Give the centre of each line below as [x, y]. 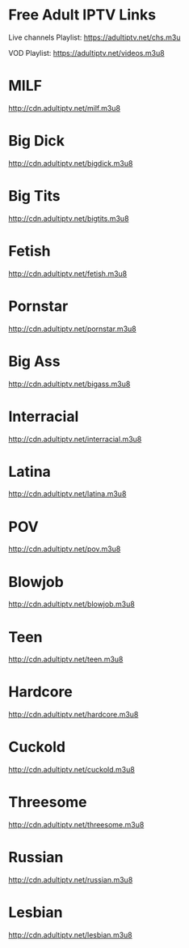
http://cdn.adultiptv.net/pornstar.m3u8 [72, 329]
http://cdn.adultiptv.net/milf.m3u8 [65, 108]
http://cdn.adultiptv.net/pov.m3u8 [65, 549]
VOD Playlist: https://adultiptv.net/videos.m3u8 [86, 53]
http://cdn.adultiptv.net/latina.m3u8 [67, 494]
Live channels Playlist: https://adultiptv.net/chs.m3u [94, 37]
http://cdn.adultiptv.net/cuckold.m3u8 [71, 770]
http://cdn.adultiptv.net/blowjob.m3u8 [71, 604]
